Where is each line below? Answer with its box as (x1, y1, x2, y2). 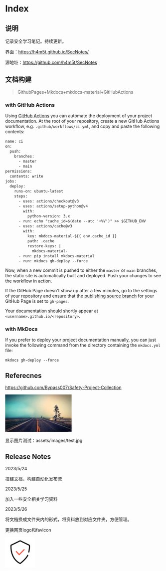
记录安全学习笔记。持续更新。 (5, 38, 66, 44)
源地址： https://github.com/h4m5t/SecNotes (5, 59, 97, 65)
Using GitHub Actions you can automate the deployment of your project (5, 113, 153, 119)
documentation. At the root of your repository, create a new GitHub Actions (5, 118, 160, 124)
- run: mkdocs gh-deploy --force (18, 259, 88, 264)
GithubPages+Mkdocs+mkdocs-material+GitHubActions (17, 89, 134, 95)
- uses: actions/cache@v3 (18, 224, 72, 229)
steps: (14, 194, 28, 199)
